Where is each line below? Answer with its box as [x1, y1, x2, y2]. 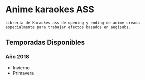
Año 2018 [5, 53, 29, 60]
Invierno [12, 64, 30, 71]
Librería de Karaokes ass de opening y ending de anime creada [5, 20, 140, 25]
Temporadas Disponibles [5, 38, 85, 47]
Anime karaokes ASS [5, 4, 94, 15]
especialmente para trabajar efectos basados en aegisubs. [5, 24, 131, 30]
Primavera [12, 70, 34, 76]
